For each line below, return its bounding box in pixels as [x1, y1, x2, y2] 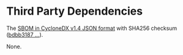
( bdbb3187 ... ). [6, 31, 43, 38]
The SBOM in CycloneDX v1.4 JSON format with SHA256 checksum [6, 24, 177, 32]
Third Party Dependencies [6, 4, 143, 18]
